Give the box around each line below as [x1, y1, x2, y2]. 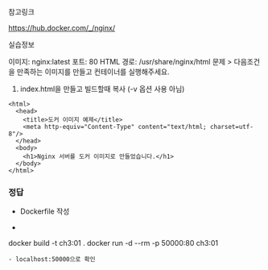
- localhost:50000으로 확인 [8, 255, 96, 264]
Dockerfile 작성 [19, 206, 70, 216]
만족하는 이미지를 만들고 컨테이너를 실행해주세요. [16, 67, 170, 77]
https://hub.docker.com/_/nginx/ [8, 23, 115, 32]
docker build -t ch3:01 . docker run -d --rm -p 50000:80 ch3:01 [8, 239, 219, 248]
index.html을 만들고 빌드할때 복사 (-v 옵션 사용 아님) [19, 84, 185, 93]
